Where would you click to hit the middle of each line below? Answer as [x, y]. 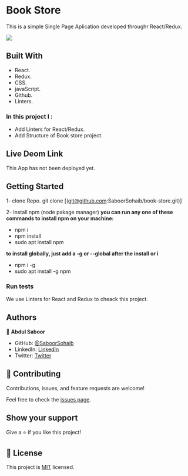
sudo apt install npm [39, 242]
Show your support [42, 418]
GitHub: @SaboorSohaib [44, 343]
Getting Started [35, 186]
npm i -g [25, 265]
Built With [24, 56]
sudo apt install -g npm [43, 271]
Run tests [20, 286]
